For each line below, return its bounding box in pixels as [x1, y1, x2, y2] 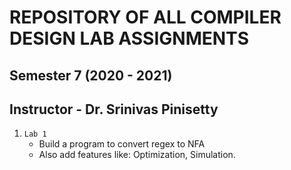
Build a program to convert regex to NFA [38, 138, 206, 150]
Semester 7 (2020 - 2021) [9, 67, 173, 84]
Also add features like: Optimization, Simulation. [38, 149, 236, 161]
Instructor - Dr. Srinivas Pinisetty [9, 101, 219, 118]
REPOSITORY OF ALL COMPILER [9, 6, 282, 29]
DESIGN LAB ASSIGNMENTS [9, 27, 249, 50]
